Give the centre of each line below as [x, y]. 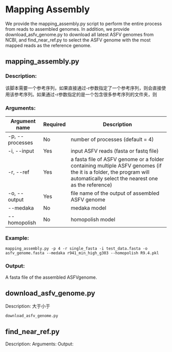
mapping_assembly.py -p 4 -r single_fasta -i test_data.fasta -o [76, 249]
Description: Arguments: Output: [39, 344]
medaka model [89, 208]
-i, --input [21, 151]
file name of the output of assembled [115, 193]
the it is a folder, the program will [110, 172]
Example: [17, 238]
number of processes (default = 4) [112, 139]
